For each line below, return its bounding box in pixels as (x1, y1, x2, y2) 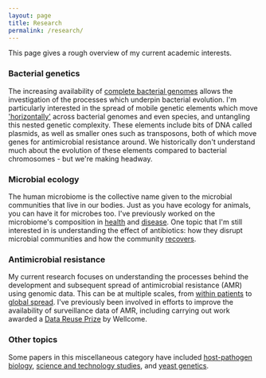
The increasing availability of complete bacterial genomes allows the (8, 86, 233, 95)
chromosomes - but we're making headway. (8, 154, 153, 163)
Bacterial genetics (8, 68, 80, 80)
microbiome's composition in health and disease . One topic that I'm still (8, 216, 243, 227)
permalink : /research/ (8, 26, 84, 34)
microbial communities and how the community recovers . (8, 234, 197, 244)
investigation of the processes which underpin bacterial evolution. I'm (8, 95, 237, 104)
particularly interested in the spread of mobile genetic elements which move (8, 103, 258, 112)
